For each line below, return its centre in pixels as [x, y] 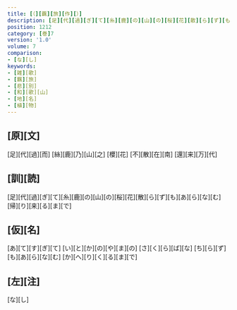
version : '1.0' [30, 40]
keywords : [22, 66]
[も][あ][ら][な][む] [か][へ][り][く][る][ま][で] [72, 257]
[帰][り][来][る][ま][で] [39, 206]
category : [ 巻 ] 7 [31, 33]
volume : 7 [22, 46]
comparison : [25, 54]
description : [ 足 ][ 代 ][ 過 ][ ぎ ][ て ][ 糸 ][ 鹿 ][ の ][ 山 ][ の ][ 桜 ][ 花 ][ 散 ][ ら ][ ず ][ [116, 20]
